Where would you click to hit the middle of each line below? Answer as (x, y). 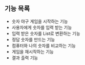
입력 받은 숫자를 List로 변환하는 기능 (46, 33)
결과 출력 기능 (25, 58)
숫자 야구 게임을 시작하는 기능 (40, 21)
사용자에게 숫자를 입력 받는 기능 (42, 27)
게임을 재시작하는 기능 (33, 51)
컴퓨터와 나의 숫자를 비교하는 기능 (44, 46)
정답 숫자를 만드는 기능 (33, 39)
